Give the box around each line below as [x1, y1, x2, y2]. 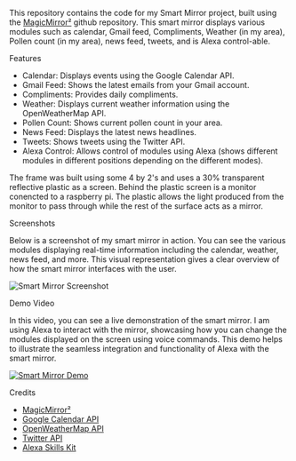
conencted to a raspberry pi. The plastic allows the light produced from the [9, 191, 284, 202]
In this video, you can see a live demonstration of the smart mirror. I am [9, 315, 270, 325]
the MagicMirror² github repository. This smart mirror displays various [9, 17, 265, 28]
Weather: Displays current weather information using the [21, 99, 230, 109]
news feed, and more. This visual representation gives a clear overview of [9, 254, 280, 265]
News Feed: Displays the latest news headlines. [21, 127, 197, 137]
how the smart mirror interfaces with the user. [9, 264, 178, 274]
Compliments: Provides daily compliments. [21, 89, 179, 99]
